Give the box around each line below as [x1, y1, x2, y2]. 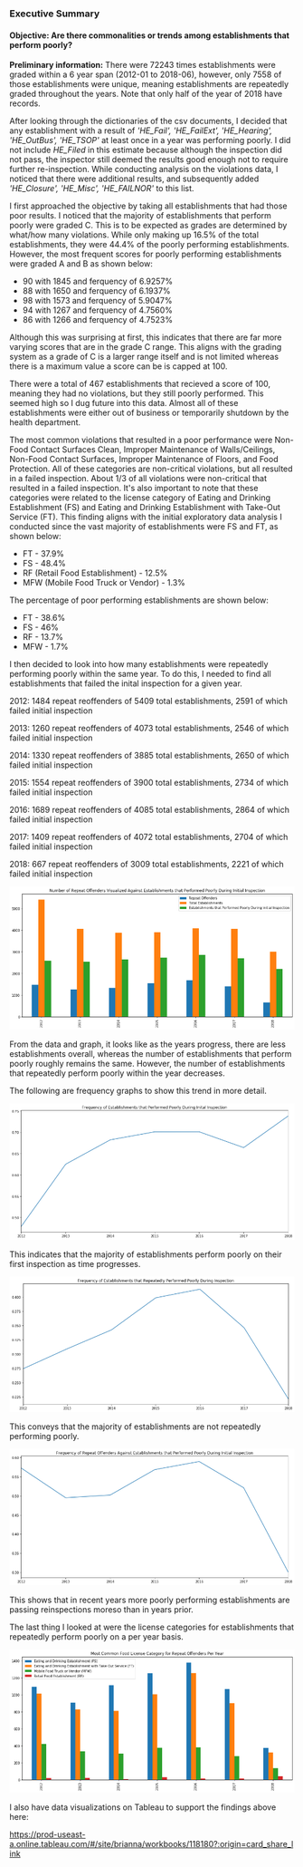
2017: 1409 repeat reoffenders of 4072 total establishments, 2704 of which [9, 832, 289, 843]
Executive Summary [9, 7, 100, 20]
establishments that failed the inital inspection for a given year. [9, 678, 242, 689]
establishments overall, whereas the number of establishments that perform [9, 1048, 292, 1059]
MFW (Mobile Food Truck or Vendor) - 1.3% [22, 577, 185, 588]
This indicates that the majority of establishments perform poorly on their [9, 1249, 282, 1260]
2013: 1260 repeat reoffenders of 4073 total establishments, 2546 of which [9, 723, 289, 734]
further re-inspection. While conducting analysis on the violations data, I [9, 164, 279, 175]
